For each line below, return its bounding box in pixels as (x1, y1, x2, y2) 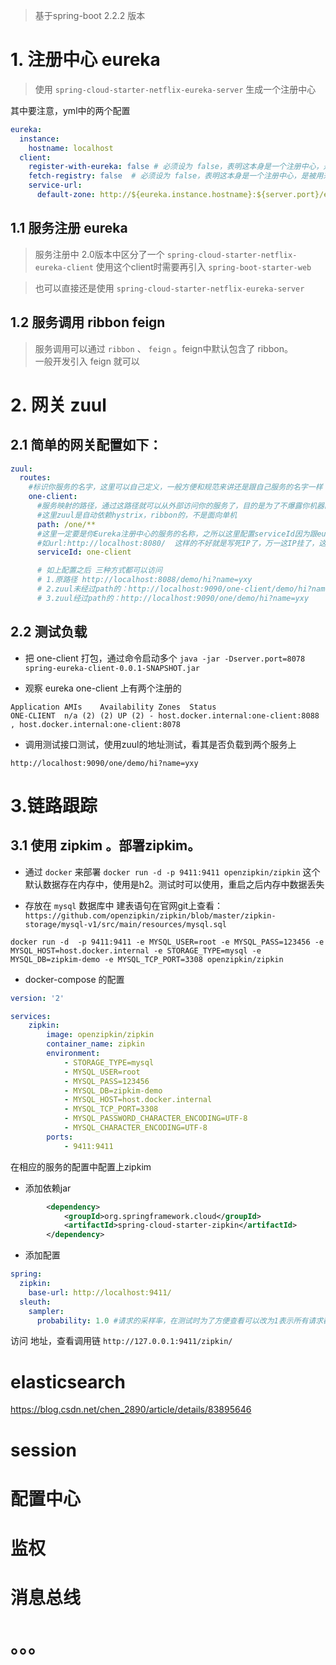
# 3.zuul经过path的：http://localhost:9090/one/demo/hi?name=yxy (36, 593, 310, 603)
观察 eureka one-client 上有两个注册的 (24, 682, 182, 694)
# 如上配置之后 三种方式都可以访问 (36, 565, 163, 576)
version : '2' (10, 993, 65, 1003)
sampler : (28, 1306, 65, 1316)
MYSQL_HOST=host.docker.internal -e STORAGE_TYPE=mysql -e (10, 945, 262, 956)
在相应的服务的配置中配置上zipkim (10, 1160, 152, 1173)
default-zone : (36, 190, 97, 200)
